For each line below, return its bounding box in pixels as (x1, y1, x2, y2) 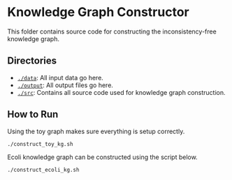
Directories (7, 55, 57, 67)
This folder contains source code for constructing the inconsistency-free (7, 27, 217, 36)
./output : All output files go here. (17, 81, 114, 89)
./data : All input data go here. (17, 73, 103, 82)
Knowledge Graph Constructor (7, 4, 190, 20)
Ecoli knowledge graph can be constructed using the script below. (7, 153, 198, 161)
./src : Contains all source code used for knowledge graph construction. (17, 88, 226, 96)
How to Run (7, 109, 59, 121)
